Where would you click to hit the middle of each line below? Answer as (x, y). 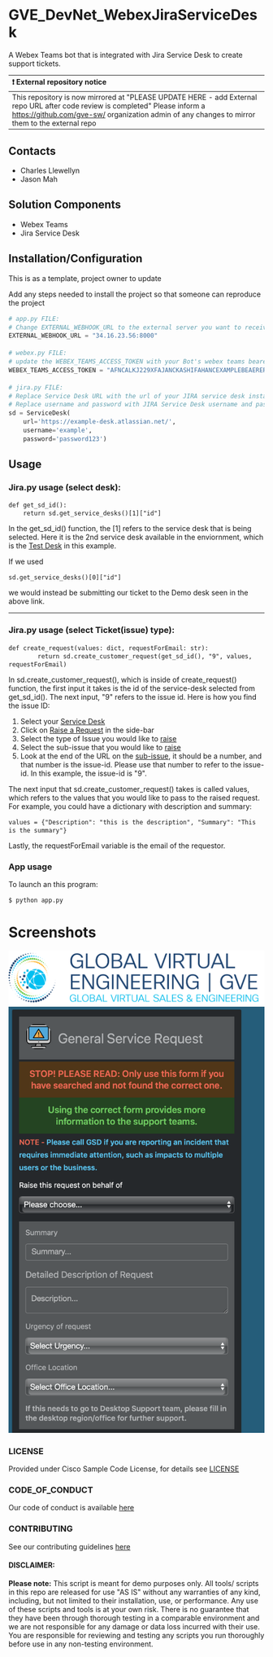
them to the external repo (54, 123)
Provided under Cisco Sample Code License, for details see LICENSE (124, 1469)
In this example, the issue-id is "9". (89, 773)
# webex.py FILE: (38, 353)
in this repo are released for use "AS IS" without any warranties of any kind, (134, 1592)
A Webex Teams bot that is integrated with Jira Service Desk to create (126, 55)
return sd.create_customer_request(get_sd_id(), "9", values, (145, 656)
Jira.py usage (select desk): (65, 488)
